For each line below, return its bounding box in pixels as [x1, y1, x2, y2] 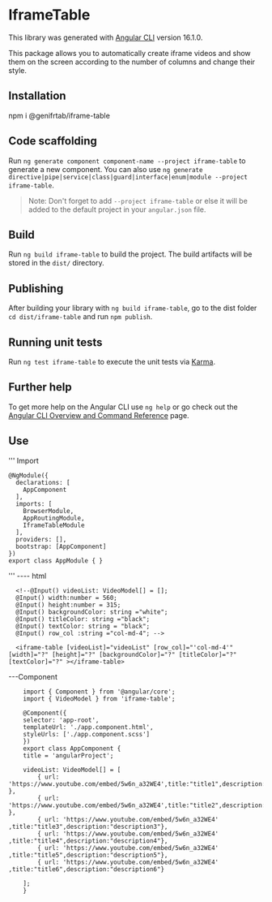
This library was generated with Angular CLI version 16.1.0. [8, 32, 203, 42]
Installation [8, 89, 66, 103]
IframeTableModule [23, 521, 85, 529]
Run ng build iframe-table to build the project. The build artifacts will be [8, 249, 253, 259]
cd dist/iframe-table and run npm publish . [8, 312, 153, 322]
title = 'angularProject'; [23, 751, 114, 760]
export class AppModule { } [8, 556, 104, 565]
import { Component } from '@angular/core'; [23, 688, 176, 696]
